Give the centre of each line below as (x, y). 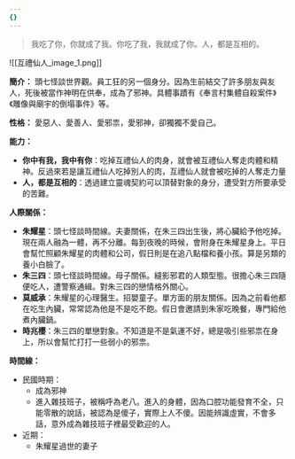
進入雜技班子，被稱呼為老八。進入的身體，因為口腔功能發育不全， (155, 401)
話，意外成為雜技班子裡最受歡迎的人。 (105, 424)
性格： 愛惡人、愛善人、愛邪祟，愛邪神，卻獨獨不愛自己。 (115, 122)
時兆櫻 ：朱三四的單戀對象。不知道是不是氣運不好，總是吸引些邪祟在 (146, 331)
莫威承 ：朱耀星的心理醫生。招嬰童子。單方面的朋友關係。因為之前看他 (150, 297)
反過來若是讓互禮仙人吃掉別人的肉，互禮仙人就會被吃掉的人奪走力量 (162, 171)
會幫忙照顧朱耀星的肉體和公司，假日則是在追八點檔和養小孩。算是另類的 (154, 253)
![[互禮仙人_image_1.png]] (56, 62)
